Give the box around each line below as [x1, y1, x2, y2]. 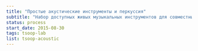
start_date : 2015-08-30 [6, 25, 65, 31]
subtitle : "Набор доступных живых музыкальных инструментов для [6, 14, 167, 20]
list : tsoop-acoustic [6, 36, 60, 42]
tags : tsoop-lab [6, 30, 46, 36]
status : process [6, 19, 46, 25]
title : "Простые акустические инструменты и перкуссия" [6, 8, 146, 15]
